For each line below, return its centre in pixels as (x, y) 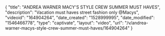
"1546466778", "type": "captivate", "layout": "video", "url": (65, 23)
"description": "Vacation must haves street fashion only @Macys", (72, 12)
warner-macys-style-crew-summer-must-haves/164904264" (67, 28)
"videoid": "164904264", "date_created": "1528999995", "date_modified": (80, 18)
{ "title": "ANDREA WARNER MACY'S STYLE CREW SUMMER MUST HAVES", (83, 7)
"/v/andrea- (137, 23)
